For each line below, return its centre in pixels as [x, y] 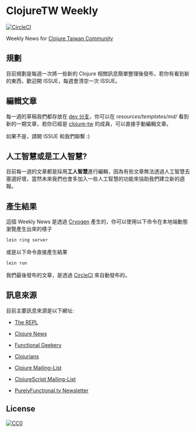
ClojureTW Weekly [52, 11]
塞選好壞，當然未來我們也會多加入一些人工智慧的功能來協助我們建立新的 [93, 179]
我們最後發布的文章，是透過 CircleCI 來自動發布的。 [68, 275]
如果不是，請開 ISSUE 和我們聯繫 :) [48, 136]
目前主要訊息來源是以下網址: [40, 310]
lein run [17, 263]
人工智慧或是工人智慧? [47, 156]
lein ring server [27, 240]
